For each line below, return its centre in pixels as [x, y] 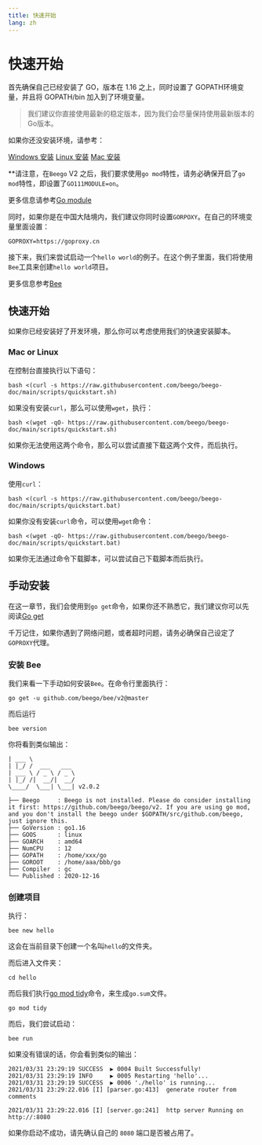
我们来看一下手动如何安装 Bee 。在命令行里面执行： [89, 683]
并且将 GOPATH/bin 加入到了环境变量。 [85, 97]
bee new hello [31, 931]
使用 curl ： [25, 483]
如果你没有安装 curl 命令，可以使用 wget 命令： [81, 521]
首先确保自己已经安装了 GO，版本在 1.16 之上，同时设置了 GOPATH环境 [123, 87]
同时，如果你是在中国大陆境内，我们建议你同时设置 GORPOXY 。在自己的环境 [127, 217]
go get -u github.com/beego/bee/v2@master [78, 698]
